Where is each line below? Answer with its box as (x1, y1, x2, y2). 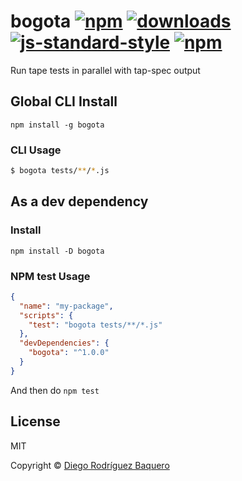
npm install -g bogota (10, 120, 105, 130)
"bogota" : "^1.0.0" (28, 348, 110, 358)
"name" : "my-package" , (19, 301, 114, 311)
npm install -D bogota (10, 246, 105, 256)
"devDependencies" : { (19, 338, 110, 349)
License (10, 413, 61, 430)
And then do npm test (10, 384, 100, 396)
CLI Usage (10, 143, 62, 157)
